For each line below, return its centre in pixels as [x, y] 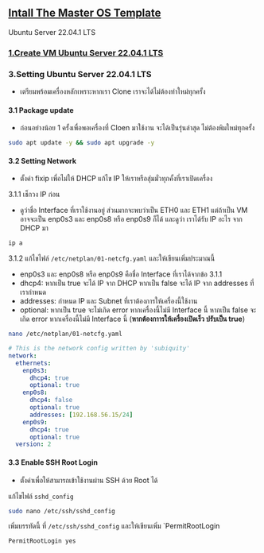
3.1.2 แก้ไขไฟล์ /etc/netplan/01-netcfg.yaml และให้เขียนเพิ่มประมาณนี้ [112, 258]
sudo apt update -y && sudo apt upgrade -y [82, 143]
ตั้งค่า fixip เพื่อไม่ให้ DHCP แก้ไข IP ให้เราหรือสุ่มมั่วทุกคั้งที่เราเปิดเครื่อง [116, 179]
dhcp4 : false [51, 400]
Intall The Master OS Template [85, 13]
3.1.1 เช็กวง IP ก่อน [34, 195]
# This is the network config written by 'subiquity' [99, 349]
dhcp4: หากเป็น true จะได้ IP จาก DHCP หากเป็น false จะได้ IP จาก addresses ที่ [137, 283]
